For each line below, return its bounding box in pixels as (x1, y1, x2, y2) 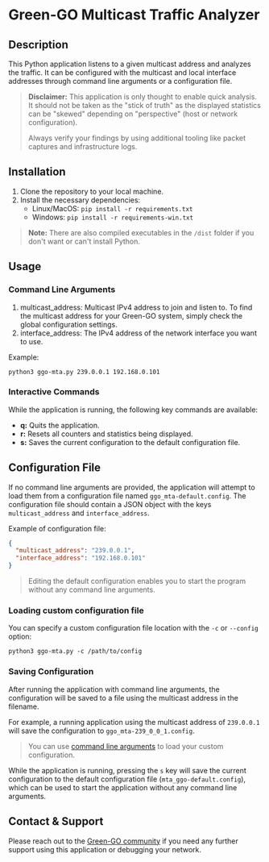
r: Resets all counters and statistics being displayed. (19, 429, 193, 439)
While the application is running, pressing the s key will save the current (8, 765, 247, 775)
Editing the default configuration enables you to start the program (27, 577, 246, 586)
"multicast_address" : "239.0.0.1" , (15, 547, 135, 555)
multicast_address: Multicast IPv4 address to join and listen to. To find (19, 302, 253, 312)
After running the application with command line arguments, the (8, 684, 220, 694)
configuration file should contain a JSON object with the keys (8, 499, 212, 509)
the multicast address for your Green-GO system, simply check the (19, 310, 243, 320)
